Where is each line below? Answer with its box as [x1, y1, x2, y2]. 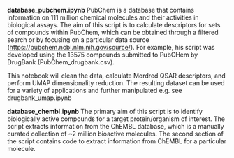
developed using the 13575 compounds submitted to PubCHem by [7, 50, 198, 59]
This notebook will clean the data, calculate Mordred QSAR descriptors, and [7, 71, 226, 80]
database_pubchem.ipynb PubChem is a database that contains [7, 6, 194, 14]
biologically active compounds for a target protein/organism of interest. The [7, 115, 226, 123]
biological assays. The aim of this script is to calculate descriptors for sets [7, 21, 221, 29]
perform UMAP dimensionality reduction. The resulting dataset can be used [7, 79, 225, 87]
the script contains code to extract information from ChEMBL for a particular [7, 137, 227, 145]
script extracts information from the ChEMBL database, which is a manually [7, 122, 225, 130]
